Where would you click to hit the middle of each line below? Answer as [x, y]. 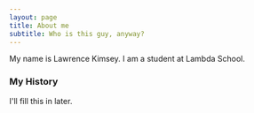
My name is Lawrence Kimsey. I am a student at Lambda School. [127, 59]
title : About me [39, 26]
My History [34, 82]
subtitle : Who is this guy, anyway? [77, 34]
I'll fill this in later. [41, 101]
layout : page [33, 17]
